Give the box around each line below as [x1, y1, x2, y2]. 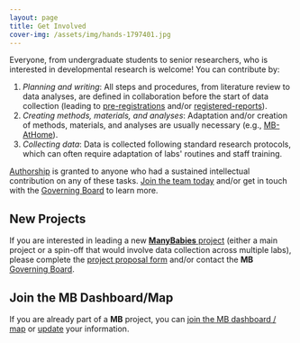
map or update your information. [9, 323, 130, 334]
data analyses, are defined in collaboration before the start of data [22, 91, 268, 102]
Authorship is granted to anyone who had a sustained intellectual [9, 166, 250, 176]
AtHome [22, 130, 53, 140]
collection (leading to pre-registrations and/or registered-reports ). [22, 101, 268, 112]
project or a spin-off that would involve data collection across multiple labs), [9, 245, 292, 256]
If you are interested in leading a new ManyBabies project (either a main [9, 235, 277, 246]
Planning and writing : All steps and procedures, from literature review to [22, 82, 291, 93]
